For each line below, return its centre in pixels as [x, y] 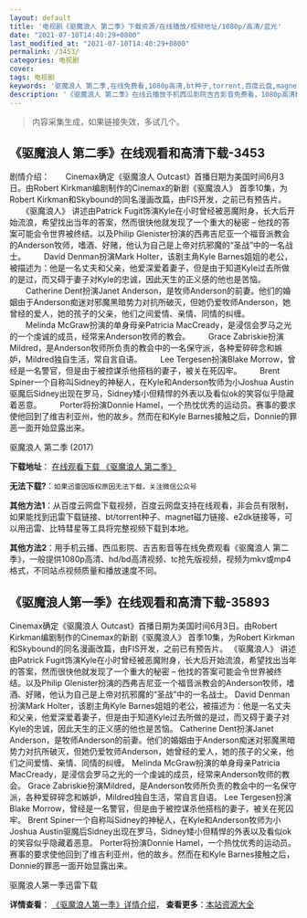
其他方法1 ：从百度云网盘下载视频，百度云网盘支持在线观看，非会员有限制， [152, 506]
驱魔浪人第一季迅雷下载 [53, 885]
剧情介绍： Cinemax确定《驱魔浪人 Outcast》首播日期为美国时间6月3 [147, 177]
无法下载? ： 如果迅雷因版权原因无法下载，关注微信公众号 [103, 486]
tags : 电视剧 [32, 78]
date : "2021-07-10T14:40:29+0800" [75, 35]
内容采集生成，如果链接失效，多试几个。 [108, 121]
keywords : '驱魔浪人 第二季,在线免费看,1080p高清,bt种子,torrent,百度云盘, [143, 86]
